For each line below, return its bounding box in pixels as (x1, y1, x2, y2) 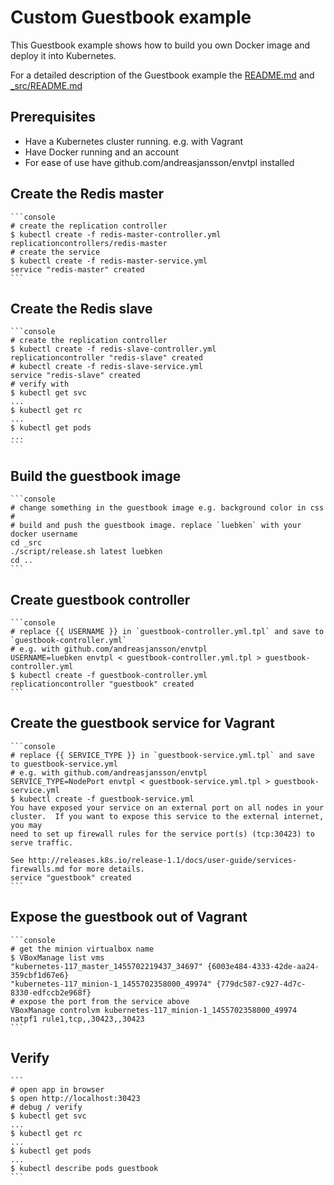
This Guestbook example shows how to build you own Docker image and (10, 39, 311, 51)
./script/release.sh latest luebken (10, 547, 163, 557)
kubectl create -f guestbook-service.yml (19, 794, 195, 804)
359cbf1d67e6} (10, 970, 70, 980)
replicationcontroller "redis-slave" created (10, 353, 203, 363)
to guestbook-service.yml (10, 759, 118, 769)
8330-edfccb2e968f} (10, 987, 92, 998)
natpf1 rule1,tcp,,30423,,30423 (10, 1014, 145, 1024)
